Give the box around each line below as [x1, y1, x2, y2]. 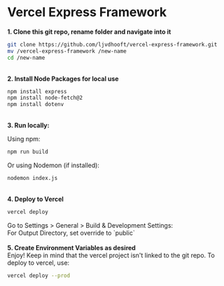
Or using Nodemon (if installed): [7, 161, 100, 169]
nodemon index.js [7, 175, 58, 182]
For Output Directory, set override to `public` [7, 228, 135, 237]
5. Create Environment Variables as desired [7, 243, 136, 252]
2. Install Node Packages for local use [7, 74, 119, 83]
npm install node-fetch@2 [7, 94, 83, 102]
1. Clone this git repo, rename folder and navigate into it [7, 27, 171, 36]
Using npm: [7, 135, 41, 143]
